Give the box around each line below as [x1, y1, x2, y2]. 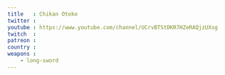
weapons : [7, 51, 37, 58]
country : [7, 44, 37, 51]
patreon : [7, 37, 37, 44]
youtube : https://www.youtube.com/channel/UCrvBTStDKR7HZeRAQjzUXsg [7, 24, 219, 31]
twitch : [7, 30, 37, 38]
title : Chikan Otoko [7, 10, 78, 18]
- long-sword [20, 57, 59, 64]
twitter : [7, 17, 37, 24]
